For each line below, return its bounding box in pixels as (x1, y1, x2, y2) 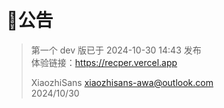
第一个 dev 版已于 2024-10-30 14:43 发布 (30, 44, 202, 56)
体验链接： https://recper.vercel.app (30, 56, 178, 68)
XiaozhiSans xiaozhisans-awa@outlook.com (30, 76, 214, 88)
